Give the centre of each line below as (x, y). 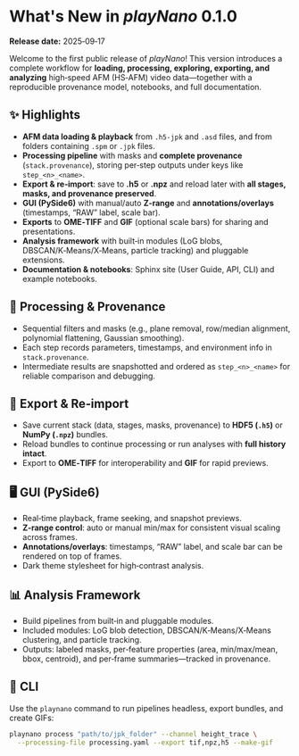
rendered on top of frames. (72, 556)
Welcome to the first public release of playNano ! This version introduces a (146, 58)
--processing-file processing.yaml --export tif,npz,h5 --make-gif (145, 743)
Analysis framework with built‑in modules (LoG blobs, (122, 241)
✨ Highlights (45, 115)
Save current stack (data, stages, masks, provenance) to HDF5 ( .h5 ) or (153, 425)
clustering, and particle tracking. (82, 640)
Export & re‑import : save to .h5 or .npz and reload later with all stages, (154, 184)
